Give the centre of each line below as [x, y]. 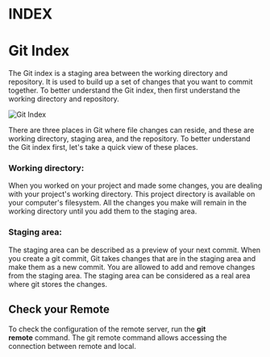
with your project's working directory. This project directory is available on [132, 194]
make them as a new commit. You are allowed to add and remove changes [132, 267]
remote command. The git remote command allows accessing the [118, 337]
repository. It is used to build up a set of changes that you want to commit [131, 82]
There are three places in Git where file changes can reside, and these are [131, 131]
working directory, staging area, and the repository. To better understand [130, 139]
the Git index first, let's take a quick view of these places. [104, 147]
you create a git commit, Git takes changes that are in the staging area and [132, 258]
